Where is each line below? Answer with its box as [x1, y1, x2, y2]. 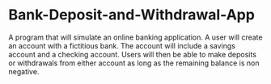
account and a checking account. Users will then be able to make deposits [8, 49, 257, 59]
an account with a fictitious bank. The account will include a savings [8, 40, 236, 50]
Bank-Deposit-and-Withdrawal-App [8, 6, 255, 24]
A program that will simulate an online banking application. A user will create [8, 32, 263, 42]
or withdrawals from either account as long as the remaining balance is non [8, 58, 260, 68]
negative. [8, 66, 40, 76]
